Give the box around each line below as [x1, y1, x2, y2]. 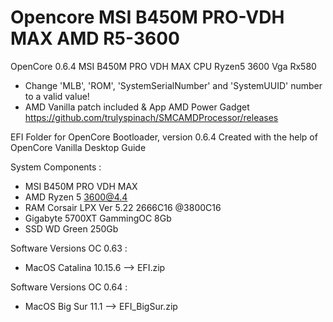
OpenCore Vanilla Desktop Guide [10, 141, 147, 153]
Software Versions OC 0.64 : [10, 281, 128, 293]
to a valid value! [24, 90, 90, 102]
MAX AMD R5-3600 [10, 27, 180, 50]
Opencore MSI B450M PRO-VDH [10, 6, 285, 29]
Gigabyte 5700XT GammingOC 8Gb [24, 212, 172, 224]
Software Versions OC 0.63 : [10, 242, 128, 254]
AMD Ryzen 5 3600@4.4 [24, 191, 128, 203]
